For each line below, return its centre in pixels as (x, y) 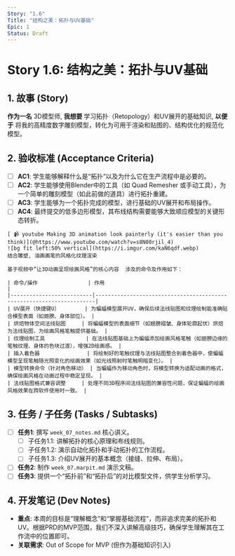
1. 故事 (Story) (38, 98)
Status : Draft (28, 33)
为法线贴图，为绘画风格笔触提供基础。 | (58, 331)
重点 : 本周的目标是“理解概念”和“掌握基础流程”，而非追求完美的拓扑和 (117, 519)
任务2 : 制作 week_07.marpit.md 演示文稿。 (78, 468)
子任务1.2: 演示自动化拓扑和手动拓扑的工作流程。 (98, 450)
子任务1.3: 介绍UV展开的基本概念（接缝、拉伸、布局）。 (107, 459)
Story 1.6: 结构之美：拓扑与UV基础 (108, 70)
